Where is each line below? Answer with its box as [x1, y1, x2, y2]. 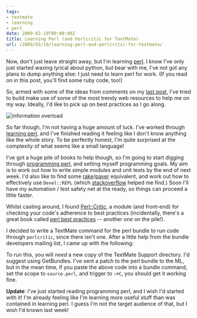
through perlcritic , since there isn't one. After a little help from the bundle [6, 233, 189, 240]
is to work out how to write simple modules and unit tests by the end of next [6, 166, 191, 173]
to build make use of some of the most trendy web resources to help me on [6, 94, 190, 101]
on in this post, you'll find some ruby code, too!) [6, 76, 123, 83]
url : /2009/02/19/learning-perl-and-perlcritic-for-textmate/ [6, 42, 163, 48]
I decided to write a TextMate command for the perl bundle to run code [6, 227, 179, 234]
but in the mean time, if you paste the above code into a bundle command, [6, 264, 188, 271]
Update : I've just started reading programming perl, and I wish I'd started [6, 287, 185, 294]
